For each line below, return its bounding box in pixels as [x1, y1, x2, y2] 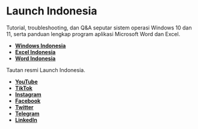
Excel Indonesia [14, 48, 56, 55]
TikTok [14, 84, 33, 91]
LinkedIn [14, 116, 37, 124]
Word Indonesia [14, 55, 56, 62]
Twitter [14, 103, 34, 110]
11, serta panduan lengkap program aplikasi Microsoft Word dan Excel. [6, 30, 181, 37]
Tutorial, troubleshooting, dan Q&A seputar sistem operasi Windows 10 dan [6, 24, 192, 31]
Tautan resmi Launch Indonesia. [6, 66, 85, 73]
